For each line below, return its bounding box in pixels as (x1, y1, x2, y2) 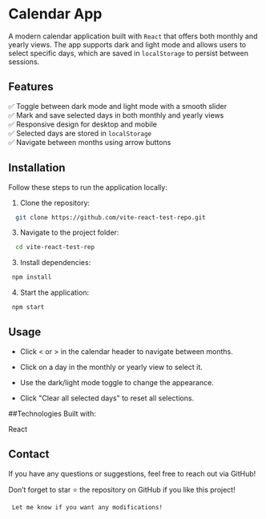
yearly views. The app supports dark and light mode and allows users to (8, 39, 247, 49)
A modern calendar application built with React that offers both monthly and (8, 31, 258, 41)
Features (8, 80, 54, 94)
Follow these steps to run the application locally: (8, 182, 168, 192)
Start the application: (19, 288, 90, 297)
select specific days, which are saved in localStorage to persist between (8, 48, 248, 58)
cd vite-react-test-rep (15, 243, 95, 251)
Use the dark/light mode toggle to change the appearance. (19, 377, 214, 387)
